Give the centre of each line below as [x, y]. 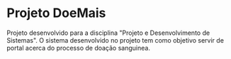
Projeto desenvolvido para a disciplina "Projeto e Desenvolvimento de [108, 33]
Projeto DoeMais [56, 13]
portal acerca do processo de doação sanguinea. [78, 48]
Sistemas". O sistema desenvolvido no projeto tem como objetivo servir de [115, 40]
